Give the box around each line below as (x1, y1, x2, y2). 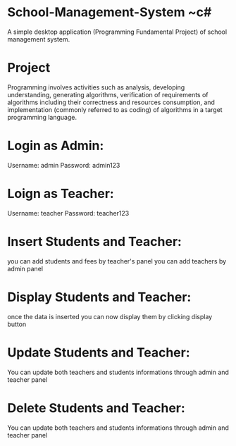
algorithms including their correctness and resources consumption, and (7, 98, 215, 106)
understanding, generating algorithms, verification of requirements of (7, 90, 209, 99)
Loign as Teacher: (7, 186, 114, 202)
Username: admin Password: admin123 (7, 161, 120, 169)
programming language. (7, 113, 77, 121)
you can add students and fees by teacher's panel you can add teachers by (7, 256, 227, 265)
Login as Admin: (7, 138, 104, 154)
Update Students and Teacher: (7, 345, 190, 360)
